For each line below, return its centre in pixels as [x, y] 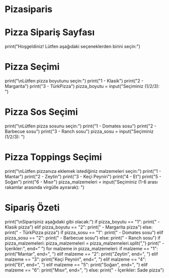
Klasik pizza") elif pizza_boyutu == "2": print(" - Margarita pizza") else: [79, 227]
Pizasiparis [29, 9]
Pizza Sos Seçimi [41, 112]
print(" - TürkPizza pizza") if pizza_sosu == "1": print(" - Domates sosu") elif [84, 232]
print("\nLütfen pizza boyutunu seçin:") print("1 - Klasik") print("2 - [74, 81]
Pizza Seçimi [32, 67]
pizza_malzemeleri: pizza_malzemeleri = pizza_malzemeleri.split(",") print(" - [85, 243]
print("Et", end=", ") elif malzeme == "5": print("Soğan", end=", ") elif [76, 264]
